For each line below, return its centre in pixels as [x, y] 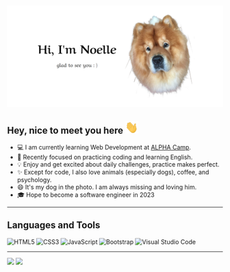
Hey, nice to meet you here [65, 131]
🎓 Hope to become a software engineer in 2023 [86, 195]
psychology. [34, 180]
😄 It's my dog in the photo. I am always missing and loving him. [107, 187]
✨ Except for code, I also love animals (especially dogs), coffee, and [113, 172]
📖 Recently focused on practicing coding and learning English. [105, 157]
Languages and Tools [54, 225]
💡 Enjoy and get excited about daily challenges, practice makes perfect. [118, 164]
